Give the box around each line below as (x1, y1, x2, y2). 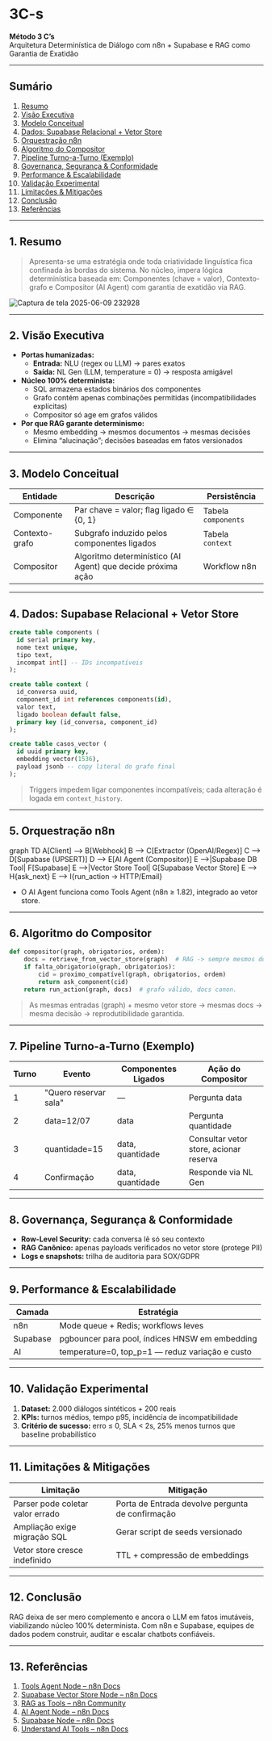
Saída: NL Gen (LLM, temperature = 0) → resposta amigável (32, 367, 233, 377)
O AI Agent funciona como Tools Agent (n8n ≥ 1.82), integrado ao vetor (20, 887, 258, 897)
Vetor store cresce (13, 1544, 84, 1555)
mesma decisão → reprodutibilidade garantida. (28, 1008, 185, 1018)
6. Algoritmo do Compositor (9, 926, 153, 940)
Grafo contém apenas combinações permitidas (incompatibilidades (32, 393, 257, 403)
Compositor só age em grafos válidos (32, 410, 158, 420)
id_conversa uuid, (16, 688, 79, 697)
